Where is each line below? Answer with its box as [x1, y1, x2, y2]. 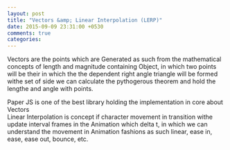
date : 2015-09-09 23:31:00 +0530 [7, 23, 104, 30]
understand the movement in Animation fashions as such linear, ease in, [7, 128, 213, 136]
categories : [7, 36, 42, 43]
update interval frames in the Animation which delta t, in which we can [7, 120, 208, 128]
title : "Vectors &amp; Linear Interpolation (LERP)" [7, 17, 163, 24]
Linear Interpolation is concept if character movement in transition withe [7, 112, 213, 122]
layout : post [7, 10, 45, 17]
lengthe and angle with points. [7, 85, 94, 93]
